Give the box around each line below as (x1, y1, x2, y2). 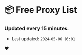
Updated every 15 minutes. (4, 25, 69, 32)
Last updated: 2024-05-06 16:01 (11, 36, 76, 42)
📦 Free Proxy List (4, 4, 77, 16)
